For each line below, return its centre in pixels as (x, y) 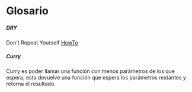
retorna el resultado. (31, 84)
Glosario (27, 11)
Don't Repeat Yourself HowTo (42, 43)
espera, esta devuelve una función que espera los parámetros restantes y (96, 78)
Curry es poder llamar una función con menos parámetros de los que (91, 71)
